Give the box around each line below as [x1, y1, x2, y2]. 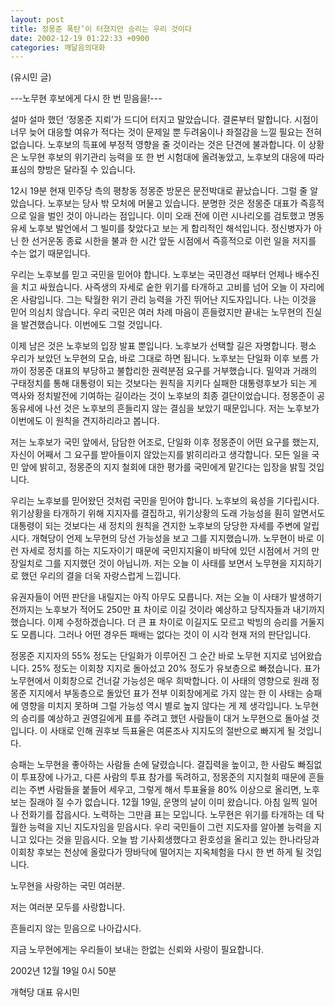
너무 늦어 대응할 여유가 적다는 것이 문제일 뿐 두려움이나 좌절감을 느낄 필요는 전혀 [10, 126, 323, 138]
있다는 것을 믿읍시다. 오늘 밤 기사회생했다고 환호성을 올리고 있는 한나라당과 [28, 834, 320, 846]
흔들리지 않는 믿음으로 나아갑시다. [10, 922, 142, 935]
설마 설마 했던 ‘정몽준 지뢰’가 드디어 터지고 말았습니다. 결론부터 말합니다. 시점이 [10, 114, 319, 126]
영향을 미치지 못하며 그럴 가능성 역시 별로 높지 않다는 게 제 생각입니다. [20, 700, 293, 712]
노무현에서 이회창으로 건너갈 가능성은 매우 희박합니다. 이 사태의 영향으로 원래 [10, 675, 310, 687]
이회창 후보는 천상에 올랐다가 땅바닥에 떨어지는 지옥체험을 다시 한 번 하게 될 [10, 846, 304, 858]
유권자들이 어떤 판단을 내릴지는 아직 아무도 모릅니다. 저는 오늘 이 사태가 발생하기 [10, 591, 323, 603]
